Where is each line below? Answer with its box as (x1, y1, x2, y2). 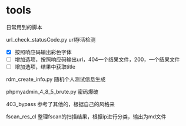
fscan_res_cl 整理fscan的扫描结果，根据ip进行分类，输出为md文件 (6, 113, 167, 120)
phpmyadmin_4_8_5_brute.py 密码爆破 (6, 88, 99, 96)
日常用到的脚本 (6, 23, 42, 30)
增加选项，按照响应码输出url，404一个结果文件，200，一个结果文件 (14, 56, 181, 63)
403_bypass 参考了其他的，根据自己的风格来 (6, 101, 115, 108)
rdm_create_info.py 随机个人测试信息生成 (6, 76, 106, 83)
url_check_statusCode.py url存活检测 (6, 36, 96, 43)
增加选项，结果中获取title (14, 63, 75, 70)
